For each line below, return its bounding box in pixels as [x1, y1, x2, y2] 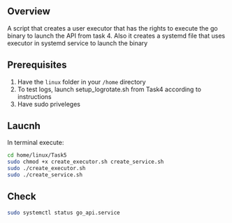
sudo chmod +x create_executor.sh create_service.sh [7, 158, 164, 166]
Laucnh [7, 120, 41, 132]
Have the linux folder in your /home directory [17, 77, 146, 86]
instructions [17, 92, 52, 100]
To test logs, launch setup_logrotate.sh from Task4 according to [17, 85, 201, 93]
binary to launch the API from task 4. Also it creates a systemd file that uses [7, 31, 226, 40]
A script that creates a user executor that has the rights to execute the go [7, 24, 218, 32]
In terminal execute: [7, 139, 64, 147]
